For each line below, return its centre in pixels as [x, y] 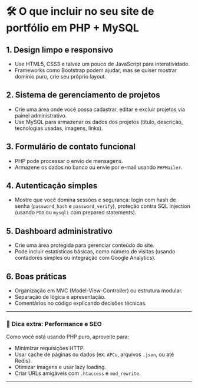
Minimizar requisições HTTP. [50, 348]
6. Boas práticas [36, 276]
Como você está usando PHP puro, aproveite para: [68, 337]
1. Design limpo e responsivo [60, 50]
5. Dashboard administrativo [60, 231]
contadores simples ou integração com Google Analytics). [85, 258]
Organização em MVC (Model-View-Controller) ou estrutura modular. [98, 291]
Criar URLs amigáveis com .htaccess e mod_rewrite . [77, 373]
